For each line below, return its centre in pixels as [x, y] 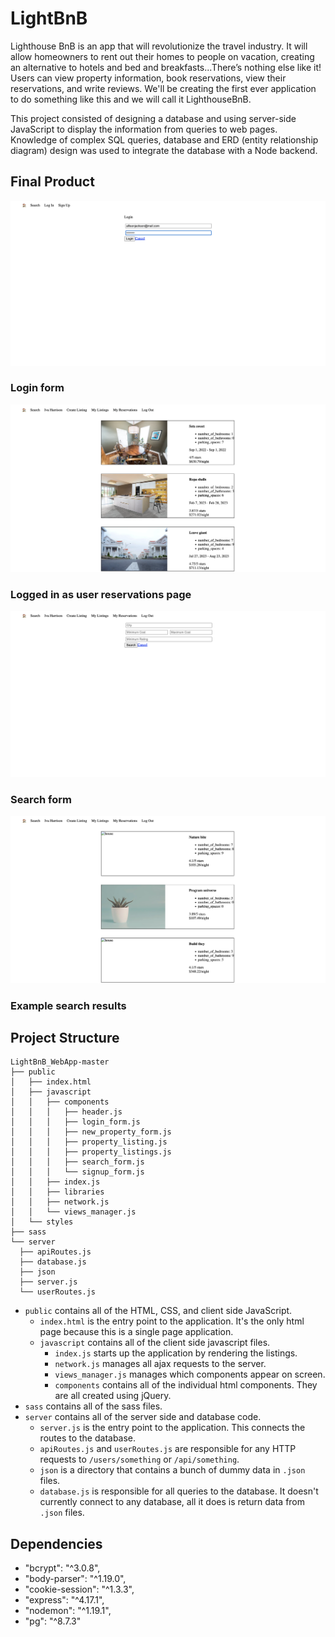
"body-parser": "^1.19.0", [75, 1579]
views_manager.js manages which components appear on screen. [190, 1374]
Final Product [52, 182]
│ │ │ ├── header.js [66, 1112]
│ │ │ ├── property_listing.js [89, 1142]
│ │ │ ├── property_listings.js [91, 1152]
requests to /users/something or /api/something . [139, 1459]
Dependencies [56, 1543]
